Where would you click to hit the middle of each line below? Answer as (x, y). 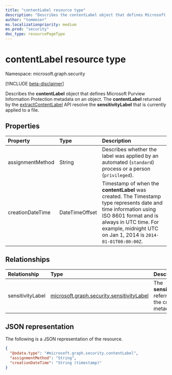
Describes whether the (130, 149)
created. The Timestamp (132, 196)
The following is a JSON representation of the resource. (64, 339)
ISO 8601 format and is (130, 216)
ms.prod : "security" (27, 29)
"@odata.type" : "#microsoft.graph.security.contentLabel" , (74, 353)
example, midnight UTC (130, 228)
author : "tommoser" (26, 20)
